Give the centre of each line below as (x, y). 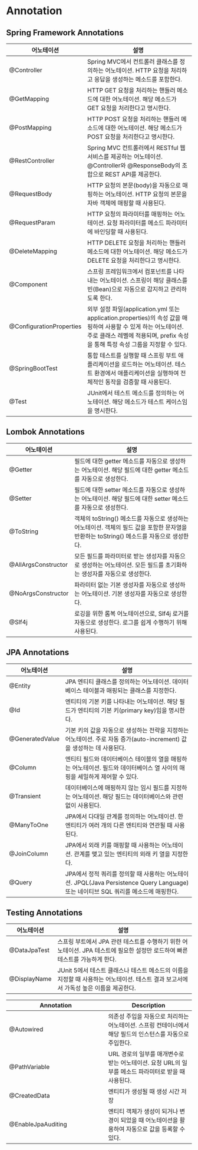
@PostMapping (30, 128)
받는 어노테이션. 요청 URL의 (144, 1063)
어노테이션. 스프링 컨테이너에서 (148, 1025)
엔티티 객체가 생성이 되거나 (143, 1112)
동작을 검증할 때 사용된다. (138, 382)
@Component (28, 284)
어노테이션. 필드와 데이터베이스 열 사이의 (125, 768)
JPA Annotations (38, 652)
